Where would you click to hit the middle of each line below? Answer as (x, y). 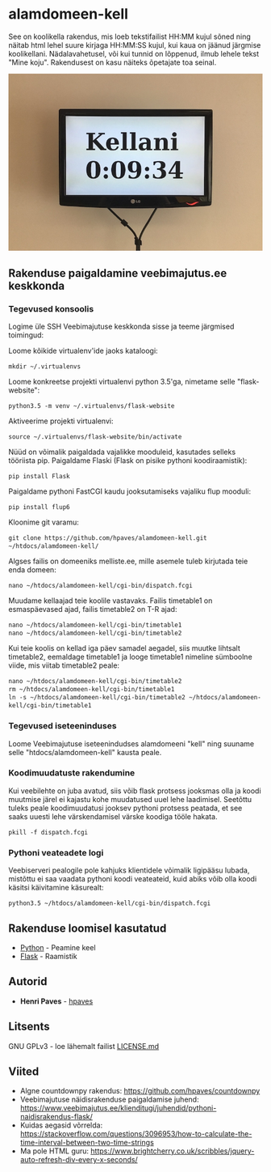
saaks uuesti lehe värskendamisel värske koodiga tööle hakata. (113, 816)
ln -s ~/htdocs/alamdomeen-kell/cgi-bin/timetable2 (97, 698)
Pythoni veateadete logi (56, 852)
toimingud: (26, 335)
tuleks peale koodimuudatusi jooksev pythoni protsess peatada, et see (125, 808)
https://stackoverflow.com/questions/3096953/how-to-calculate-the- (136, 1134)
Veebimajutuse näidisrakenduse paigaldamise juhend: (109, 1100)
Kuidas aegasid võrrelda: (61, 1125)
